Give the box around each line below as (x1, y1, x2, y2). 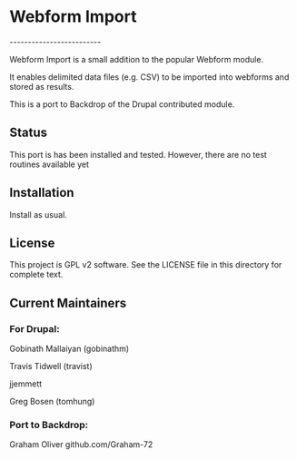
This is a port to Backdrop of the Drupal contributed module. (9, 98, 235, 110)
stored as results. (9, 81, 74, 92)
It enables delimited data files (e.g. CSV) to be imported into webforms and (9, 71, 290, 83)
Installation (9, 185, 74, 200)
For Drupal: (9, 322, 61, 335)
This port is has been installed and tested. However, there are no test (9, 149, 268, 160)
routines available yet (9, 159, 89, 170)
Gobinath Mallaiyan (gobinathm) (9, 343, 130, 355)
